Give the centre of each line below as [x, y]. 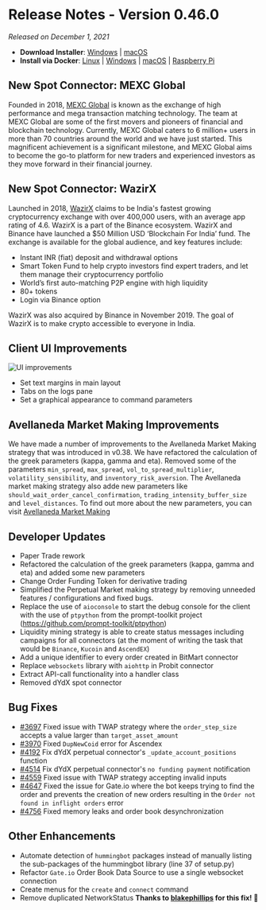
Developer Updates [57, 537]
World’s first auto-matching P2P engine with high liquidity [114, 282]
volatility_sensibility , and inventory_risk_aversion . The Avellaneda [125, 478]
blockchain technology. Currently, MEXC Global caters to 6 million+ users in [132, 130]
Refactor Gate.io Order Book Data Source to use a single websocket [131, 872]
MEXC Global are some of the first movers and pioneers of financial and [126, 122]
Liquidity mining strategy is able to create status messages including [132, 632]
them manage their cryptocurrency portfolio [92, 274]
